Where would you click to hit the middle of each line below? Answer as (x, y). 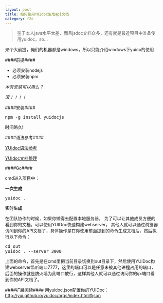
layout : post (18, 10)
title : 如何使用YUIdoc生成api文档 (37, 14)
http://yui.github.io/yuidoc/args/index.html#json (53, 296)
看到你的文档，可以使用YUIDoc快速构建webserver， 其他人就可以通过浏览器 (81, 225)
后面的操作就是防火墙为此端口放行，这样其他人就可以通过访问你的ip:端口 (78, 274)
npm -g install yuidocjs (35, 117)
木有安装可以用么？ (24, 87)
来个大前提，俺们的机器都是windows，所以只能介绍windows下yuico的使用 (80, 50)
